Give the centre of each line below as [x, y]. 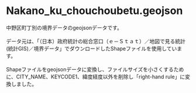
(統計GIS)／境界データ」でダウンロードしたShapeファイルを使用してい [92, 49]
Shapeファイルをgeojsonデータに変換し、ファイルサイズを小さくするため [95, 69]
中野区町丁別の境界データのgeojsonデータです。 [64, 27]
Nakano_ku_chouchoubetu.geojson [94, 11]
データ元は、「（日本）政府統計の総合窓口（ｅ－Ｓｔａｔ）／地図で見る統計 [96, 41]
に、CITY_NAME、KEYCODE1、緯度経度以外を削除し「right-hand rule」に [96, 77]
